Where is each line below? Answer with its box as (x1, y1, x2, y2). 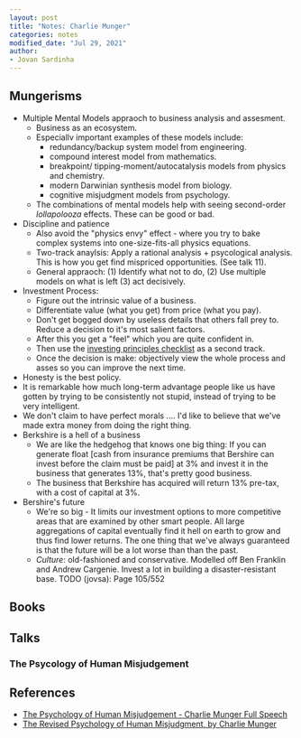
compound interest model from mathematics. (49, 151, 217, 162)
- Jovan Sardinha (9, 55, 75, 64)
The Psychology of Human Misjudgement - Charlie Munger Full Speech (22, 709, 288, 720)
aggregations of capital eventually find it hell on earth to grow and (35, 525, 281, 536)
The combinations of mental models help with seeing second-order (35, 199, 287, 210)
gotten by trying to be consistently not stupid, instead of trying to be (22, 390, 277, 402)
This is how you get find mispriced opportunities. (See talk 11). (35, 257, 267, 267)
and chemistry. (49, 170, 105, 181)
